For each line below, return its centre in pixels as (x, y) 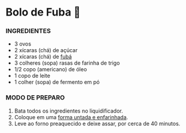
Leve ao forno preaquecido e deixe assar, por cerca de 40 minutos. (97, 123)
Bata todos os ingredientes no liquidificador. (68, 111)
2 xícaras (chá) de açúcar (46, 50)
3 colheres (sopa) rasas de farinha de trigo (67, 63)
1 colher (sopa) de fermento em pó (57, 82)
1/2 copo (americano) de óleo (51, 69)
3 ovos (22, 44)
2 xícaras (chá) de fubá (43, 57)
